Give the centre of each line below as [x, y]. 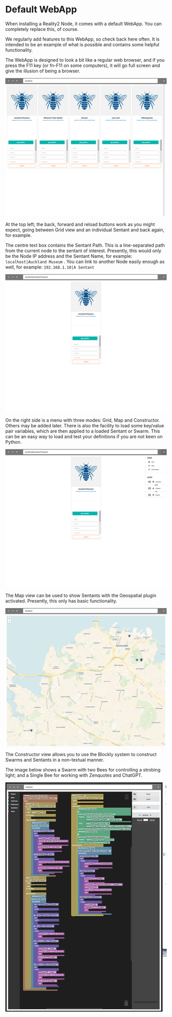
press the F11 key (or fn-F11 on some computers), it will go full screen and [83, 65]
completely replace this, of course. [42, 29]
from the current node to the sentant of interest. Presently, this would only [83, 251]
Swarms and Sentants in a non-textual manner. [55, 760]
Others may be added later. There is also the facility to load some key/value [85, 426]
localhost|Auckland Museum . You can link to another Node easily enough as [85, 261]
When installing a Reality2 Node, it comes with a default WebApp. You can [84, 24]
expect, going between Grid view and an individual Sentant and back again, [85, 230]
